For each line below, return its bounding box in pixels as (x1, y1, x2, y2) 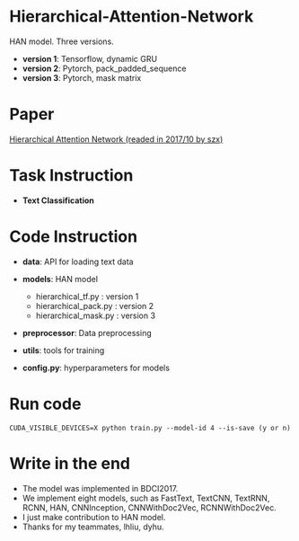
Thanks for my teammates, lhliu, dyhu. (22, 521, 164, 532)
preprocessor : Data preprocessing (22, 327, 152, 338)
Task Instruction (9, 165, 134, 186)
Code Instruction (9, 226, 137, 246)
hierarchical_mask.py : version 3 (35, 310, 155, 321)
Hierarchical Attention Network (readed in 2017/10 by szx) (9, 133, 224, 145)
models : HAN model (22, 273, 99, 284)
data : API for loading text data (22, 256, 134, 267)
